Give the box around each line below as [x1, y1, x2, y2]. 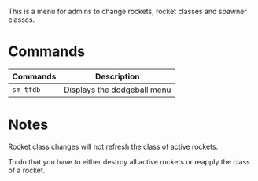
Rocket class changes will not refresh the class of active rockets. [8, 142, 219, 151]
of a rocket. [8, 165, 46, 175]
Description [94, 71, 140, 82]
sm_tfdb [12, 85, 41, 94]
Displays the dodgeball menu [64, 84, 171, 95]
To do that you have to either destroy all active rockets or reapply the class [8, 157, 250, 166]
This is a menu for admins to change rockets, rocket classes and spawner [8, 7, 247, 16]
